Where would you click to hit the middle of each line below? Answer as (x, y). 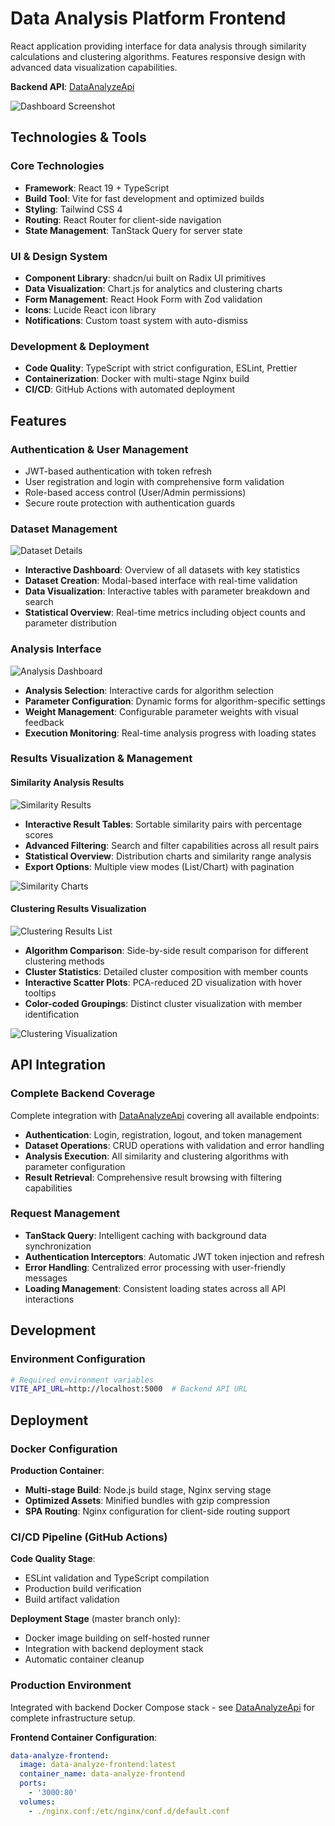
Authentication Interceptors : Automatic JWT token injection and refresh (174, 1256)
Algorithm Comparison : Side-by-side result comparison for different (166, 950)
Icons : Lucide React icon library (90, 309)
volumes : (37, 1802)
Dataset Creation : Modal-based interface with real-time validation (161, 581)
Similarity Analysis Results (67, 783)
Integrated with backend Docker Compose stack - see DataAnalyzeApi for (162, 1707)
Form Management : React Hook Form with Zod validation (143, 299)
